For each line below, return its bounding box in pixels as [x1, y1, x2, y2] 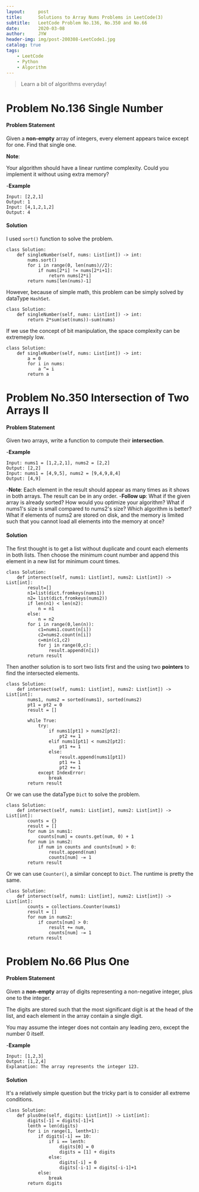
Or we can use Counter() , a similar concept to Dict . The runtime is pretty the [6, 870, 194, 877]
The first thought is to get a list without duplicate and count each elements [6, 545, 188, 552]
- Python [17, 58, 39, 64]
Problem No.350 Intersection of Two [6, 391, 189, 404]
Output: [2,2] [6, 465, 42, 471]
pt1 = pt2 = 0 [27, 702, 62, 708]
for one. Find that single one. [6, 141, 77, 148]
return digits [27, 1181, 62, 1187]
